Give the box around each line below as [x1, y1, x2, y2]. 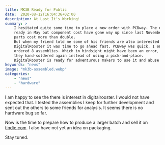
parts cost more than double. [14, 35, 76, 40]
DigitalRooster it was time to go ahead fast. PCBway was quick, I [14, 44, 155, 49]
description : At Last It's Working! [5, 16, 80, 21]
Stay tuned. [5, 134, 28, 140]
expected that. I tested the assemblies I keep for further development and [5, 99, 154, 105]
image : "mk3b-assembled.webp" [5, 67, 67, 72]
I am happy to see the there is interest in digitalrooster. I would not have [5, 94, 150, 100]
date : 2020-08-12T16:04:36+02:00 [5, 12, 76, 17]
